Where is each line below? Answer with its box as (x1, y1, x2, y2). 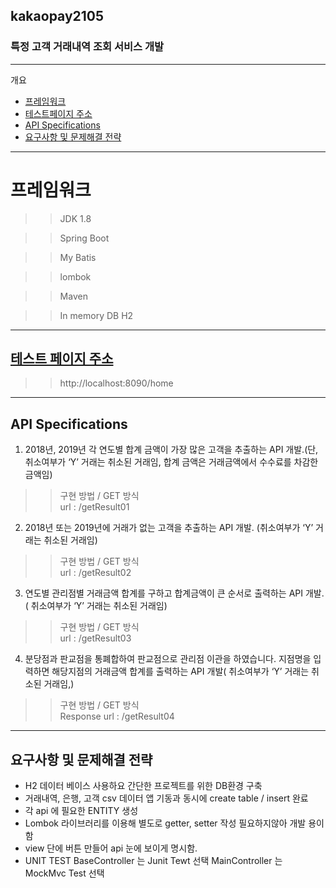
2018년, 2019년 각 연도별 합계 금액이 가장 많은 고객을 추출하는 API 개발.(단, (24, 444, 319, 456)
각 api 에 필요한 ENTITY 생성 (24, 805, 139, 817)
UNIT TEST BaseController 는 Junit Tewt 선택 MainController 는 (24, 855, 283, 867)
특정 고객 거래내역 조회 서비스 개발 (10, 40, 165, 54)
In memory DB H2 (59, 309, 134, 321)
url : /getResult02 (59, 567, 132, 579)
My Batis (59, 251, 97, 263)
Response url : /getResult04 (59, 710, 175, 723)
